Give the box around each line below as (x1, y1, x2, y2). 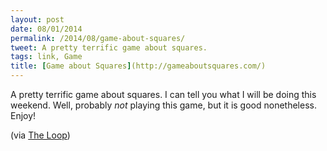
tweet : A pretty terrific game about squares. (10, 42, 208, 53)
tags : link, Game (10, 52, 83, 62)
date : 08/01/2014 (10, 24, 83, 34)
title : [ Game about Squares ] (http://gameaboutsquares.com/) (10, 61, 267, 71)
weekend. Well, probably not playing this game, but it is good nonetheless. (10, 99, 317, 111)
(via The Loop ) (10, 129, 71, 141)
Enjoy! (10, 110, 37, 121)
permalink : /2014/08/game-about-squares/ (10, 33, 186, 43)
